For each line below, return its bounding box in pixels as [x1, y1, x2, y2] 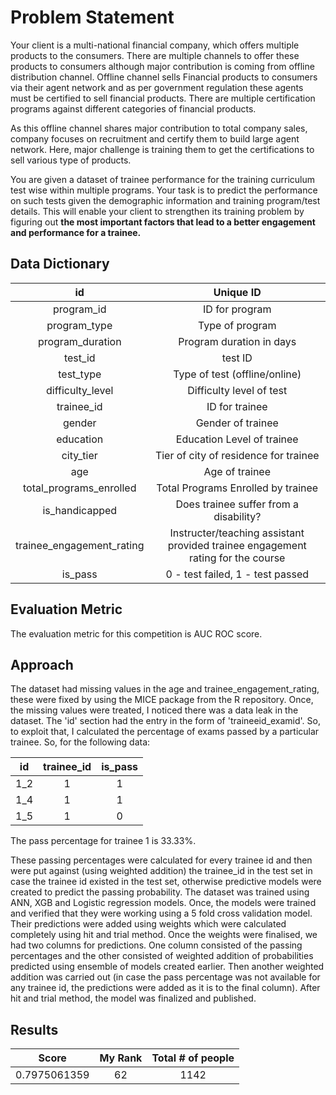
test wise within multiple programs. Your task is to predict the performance [10, 184, 318, 196]
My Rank [99, 1051, 143, 1065]
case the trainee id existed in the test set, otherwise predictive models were [10, 876, 322, 888]
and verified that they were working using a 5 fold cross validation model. [10, 907, 313, 920]
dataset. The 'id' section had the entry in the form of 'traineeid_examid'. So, [10, 715, 321, 727]
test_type [58, 367, 102, 381]
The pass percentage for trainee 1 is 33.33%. [10, 835, 197, 847]
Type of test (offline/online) [173, 367, 302, 381]
